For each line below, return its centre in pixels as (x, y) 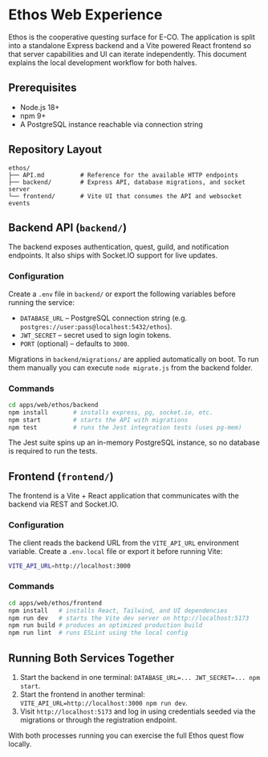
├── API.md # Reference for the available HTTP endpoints (124, 175)
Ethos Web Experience (85, 15)
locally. (20, 743)
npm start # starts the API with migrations (98, 420)
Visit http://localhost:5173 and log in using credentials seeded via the (138, 711)
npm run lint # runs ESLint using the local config (98, 633)
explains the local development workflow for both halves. (103, 63)
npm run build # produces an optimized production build (106, 625)
